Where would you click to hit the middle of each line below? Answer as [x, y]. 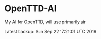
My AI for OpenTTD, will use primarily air [45, 22]
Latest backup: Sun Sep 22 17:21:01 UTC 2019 [50, 31]
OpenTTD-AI [30, 9]
